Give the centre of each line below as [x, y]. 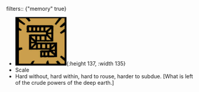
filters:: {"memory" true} [36, 9]
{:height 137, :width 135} [96, 63]
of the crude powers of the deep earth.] [64, 83]
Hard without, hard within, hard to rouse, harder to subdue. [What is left [104, 76]
